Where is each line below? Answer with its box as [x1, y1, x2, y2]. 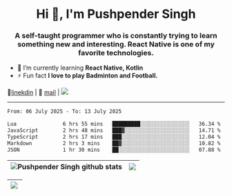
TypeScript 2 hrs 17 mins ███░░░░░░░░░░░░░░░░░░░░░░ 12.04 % [7, 134, 221, 141]
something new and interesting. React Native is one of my [17, 39, 215, 49]
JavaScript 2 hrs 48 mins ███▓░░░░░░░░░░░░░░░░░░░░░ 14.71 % [7, 127, 221, 134]
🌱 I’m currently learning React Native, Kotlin [17, 63, 144, 72]
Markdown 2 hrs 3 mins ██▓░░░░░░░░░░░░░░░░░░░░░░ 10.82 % [7, 139, 221, 147]
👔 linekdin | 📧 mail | [7, 88, 60, 97]
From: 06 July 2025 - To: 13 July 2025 [7, 108, 122, 115]
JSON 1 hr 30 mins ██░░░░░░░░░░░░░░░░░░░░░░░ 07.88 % [7, 146, 221, 153]
